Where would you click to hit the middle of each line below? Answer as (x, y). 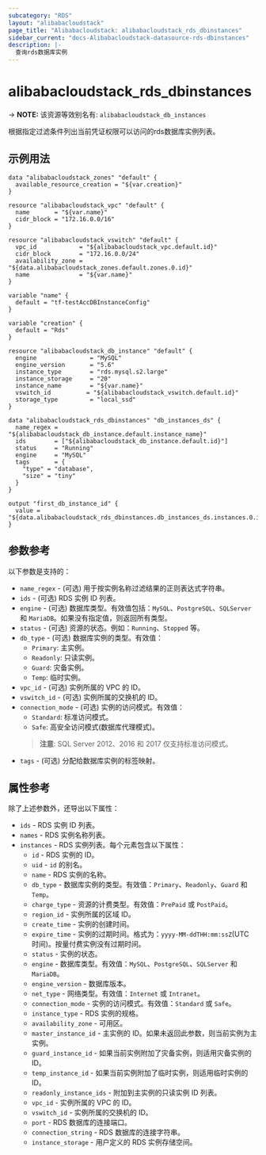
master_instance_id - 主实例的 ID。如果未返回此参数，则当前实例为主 (144, 1033)
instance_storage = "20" (63, 379)
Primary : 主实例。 (60, 648)
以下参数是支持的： (40, 571)
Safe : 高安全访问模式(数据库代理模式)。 (95, 727)
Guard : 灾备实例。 (60, 667)
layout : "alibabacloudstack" (56, 23)
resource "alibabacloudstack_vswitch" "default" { (93, 240)
